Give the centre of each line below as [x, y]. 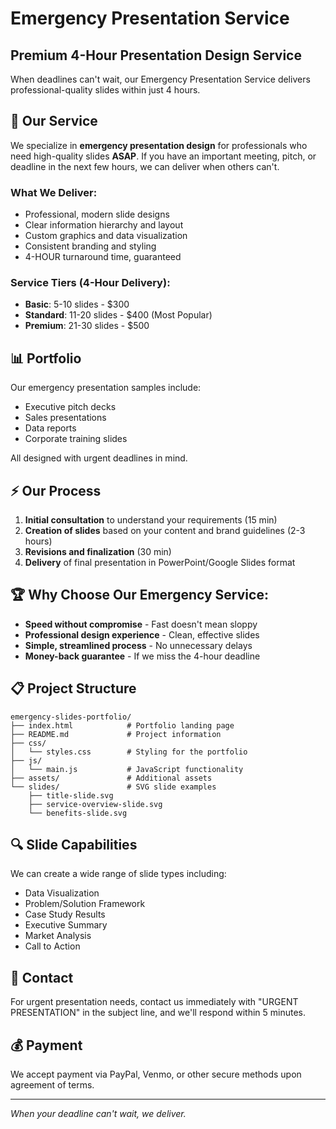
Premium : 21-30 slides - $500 [87, 326]
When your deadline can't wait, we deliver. [98, 1114]
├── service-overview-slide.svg [95, 804]
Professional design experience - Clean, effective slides [142, 634]
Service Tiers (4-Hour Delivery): [90, 283]
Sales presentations [65, 418]
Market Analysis [58, 936]
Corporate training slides [76, 439]
